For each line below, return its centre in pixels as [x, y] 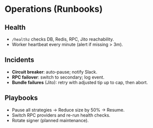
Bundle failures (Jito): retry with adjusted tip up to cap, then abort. [80, 82]
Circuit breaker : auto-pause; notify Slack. [54, 72]
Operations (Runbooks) [54, 9]
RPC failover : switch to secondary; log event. [58, 77]
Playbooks [21, 98]
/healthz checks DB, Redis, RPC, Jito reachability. [63, 39]
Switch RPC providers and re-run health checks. [61, 115]
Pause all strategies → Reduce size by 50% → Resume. [68, 110]
